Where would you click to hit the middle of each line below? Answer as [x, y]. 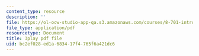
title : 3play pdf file [34, 38]
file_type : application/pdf [41, 28]
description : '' [26, 17]
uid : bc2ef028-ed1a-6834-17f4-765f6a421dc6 [61, 44]
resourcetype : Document [36, 33]
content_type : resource [36, 11]
